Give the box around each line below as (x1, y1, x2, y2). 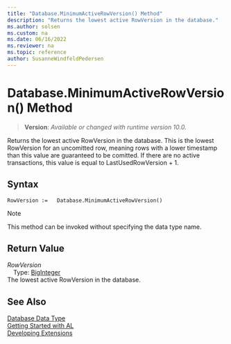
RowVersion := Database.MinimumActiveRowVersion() (7, 197, 163, 204)
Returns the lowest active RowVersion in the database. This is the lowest (7, 136, 214, 144)
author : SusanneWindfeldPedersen (7, 55, 104, 62)
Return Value (7, 242, 65, 254)
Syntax (7, 178, 39, 191)
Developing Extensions (7, 329, 73, 337)
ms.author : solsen (7, 23, 60, 30)
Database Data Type (7, 314, 66, 322)
